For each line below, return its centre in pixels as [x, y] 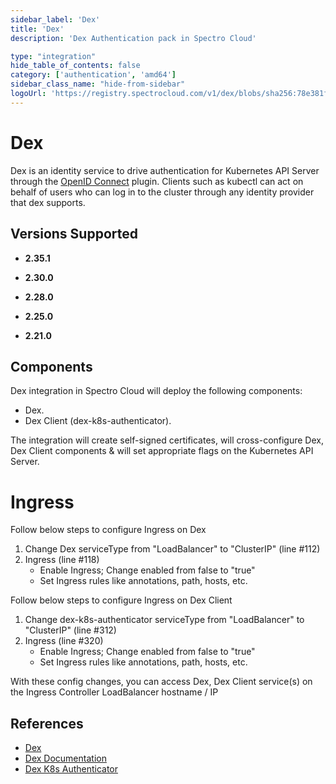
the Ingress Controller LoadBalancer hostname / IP [114, 692]
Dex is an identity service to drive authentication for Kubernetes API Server [165, 170]
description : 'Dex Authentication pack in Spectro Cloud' [133, 38]
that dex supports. [48, 202]
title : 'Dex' [37, 29]
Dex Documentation [65, 758]
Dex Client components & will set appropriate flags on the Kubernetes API [162, 451]
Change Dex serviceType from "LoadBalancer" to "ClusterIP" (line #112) [172, 549]
